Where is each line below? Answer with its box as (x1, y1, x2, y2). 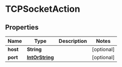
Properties (5, 23, 39, 32)
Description (59, 38, 87, 44)
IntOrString (26, 54, 54, 61)
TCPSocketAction (5, 3, 81, 15)
